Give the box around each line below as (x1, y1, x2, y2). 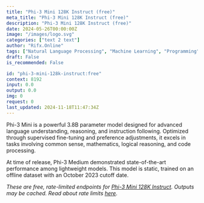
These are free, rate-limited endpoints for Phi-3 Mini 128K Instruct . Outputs (6, 183, 194, 190)
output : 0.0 (6, 87, 36, 94)
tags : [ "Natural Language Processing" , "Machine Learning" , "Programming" (6, 48, 200, 55)
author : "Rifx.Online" (6, 43, 64, 49)
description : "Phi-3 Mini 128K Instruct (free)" (6, 20, 132, 26)
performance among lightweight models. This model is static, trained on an (6, 165, 194, 172)
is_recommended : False (6, 59, 64, 65)
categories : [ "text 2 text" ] (6, 37, 80, 43)
